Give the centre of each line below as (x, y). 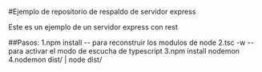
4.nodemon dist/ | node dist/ (55, 60)
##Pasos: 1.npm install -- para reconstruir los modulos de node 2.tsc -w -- (131, 42)
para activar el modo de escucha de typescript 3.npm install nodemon (124, 51)
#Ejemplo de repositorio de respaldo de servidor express (102, 12)
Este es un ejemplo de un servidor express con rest (93, 27)
